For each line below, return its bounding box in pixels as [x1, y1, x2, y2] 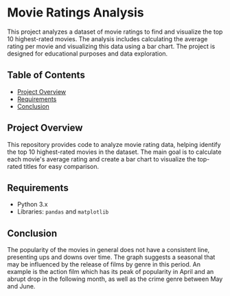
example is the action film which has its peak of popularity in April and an [7, 268, 214, 276]
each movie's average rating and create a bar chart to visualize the [7, 155, 196, 163]
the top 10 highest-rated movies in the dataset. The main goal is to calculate [7, 148, 222, 156]
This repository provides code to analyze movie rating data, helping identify [7, 140, 221, 148]
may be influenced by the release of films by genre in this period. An [7, 260, 201, 269]
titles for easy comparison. [23, 162, 100, 170]
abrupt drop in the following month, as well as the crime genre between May [7, 275, 223, 283]
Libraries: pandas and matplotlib [16, 207, 109, 216]
